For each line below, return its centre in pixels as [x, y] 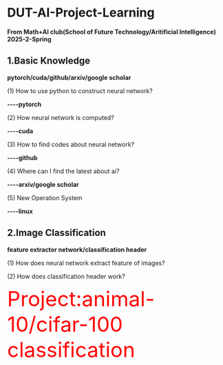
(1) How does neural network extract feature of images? [86, 263]
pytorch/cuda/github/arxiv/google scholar [69, 77]
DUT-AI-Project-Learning [81, 13]
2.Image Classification [57, 233]
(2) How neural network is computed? [61, 117]
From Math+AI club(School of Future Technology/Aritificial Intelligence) [112, 32]
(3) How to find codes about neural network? [71, 144]
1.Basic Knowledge [49, 61]
